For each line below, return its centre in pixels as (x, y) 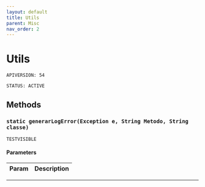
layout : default (27, 12)
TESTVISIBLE (21, 139)
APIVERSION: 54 (26, 76)
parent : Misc (23, 23)
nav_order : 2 (23, 29)
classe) (18, 127)
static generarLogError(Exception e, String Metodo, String (98, 121)
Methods (24, 104)
